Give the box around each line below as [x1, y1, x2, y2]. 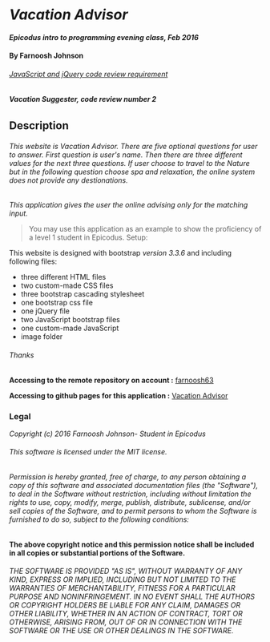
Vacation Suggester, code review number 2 [9, 94, 157, 103]
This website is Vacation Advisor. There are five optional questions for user [9, 141, 258, 151]
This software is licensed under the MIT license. [9, 447, 167, 457]
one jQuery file [20, 306, 71, 316]
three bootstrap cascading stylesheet [20, 289, 145, 299]
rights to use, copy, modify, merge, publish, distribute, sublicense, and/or [9, 498, 251, 507]
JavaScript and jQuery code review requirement [9, 69, 168, 79]
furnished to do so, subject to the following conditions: [9, 515, 189, 524]
